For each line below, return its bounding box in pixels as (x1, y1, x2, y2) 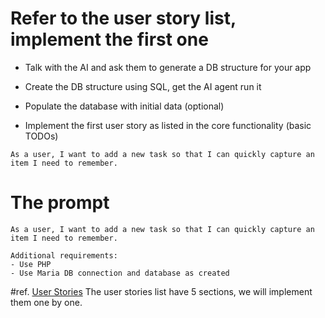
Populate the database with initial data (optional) (24, 100, 225, 112)
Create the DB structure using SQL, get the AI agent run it (24, 80, 262, 92)
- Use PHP (10, 259, 52, 269)
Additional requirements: (10, 250, 118, 261)
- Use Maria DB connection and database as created (10, 268, 230, 278)
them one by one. (10, 296, 83, 308)
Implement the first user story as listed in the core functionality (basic (24, 119, 312, 131)
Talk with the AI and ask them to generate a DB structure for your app (24, 61, 312, 73)
